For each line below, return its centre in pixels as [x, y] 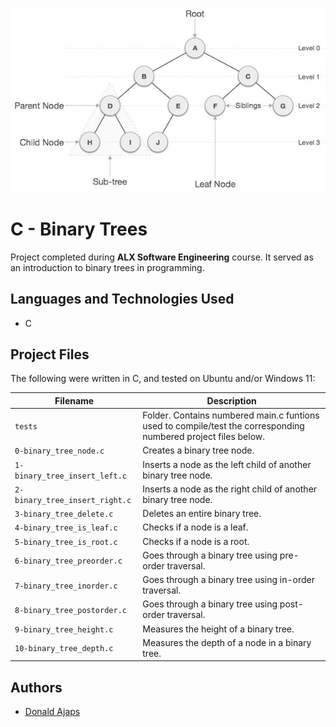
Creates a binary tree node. [198, 450]
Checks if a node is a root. [196, 541]
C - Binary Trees [79, 229]
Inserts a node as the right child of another [230, 489]
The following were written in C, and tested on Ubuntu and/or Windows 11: [163, 379]
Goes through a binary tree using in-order [229, 580]
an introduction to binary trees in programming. [107, 267]
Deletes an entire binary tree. [202, 514]
